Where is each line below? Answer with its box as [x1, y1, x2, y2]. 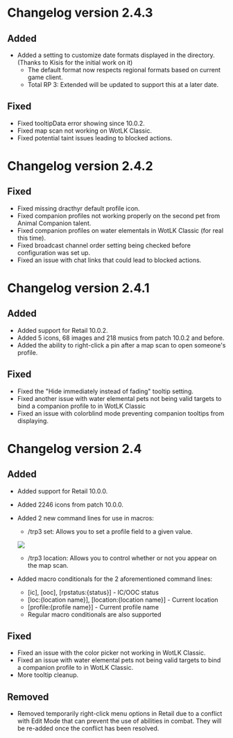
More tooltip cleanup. [17, 671, 78, 679]
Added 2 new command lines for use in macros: [17, 514, 155, 522]
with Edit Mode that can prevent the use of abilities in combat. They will [17, 717, 222, 725]
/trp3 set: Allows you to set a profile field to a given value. [27, 527, 193, 536]
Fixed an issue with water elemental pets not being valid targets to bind [17, 656, 221, 664]
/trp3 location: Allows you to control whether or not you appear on [27, 554, 217, 562]
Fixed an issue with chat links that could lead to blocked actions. [17, 256, 202, 264]
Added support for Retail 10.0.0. [17, 486, 108, 495]
